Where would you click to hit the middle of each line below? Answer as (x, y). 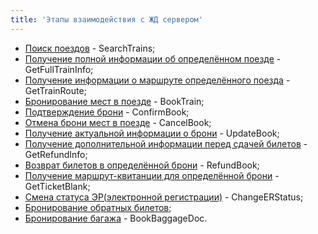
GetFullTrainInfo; (59, 69)
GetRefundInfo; (56, 154)
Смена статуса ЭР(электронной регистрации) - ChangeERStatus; (164, 197)
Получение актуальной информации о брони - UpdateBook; (152, 133)
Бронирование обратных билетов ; (98, 207)
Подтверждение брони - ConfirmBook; (107, 112)
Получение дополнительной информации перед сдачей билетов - (166, 143)
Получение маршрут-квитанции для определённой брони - (152, 175)
